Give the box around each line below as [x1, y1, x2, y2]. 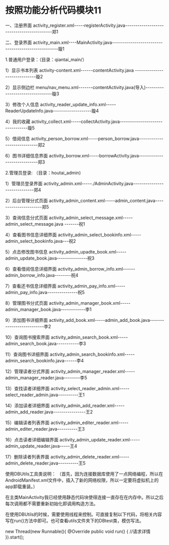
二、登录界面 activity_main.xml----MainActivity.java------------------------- [5, 39, 163, 46]
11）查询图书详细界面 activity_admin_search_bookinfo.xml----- [5, 351, 135, 357]
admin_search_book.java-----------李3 [5, 340, 86, 347]
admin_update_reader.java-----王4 [5, 443, 77, 449]
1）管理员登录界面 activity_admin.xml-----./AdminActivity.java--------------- [5, 180, 164, 186]
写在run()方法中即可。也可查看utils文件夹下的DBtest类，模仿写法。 [5, 517, 144, 524]
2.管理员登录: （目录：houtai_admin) [5, 170, 81, 176]
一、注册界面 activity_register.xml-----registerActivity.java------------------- [5, 22, 164, 28]
